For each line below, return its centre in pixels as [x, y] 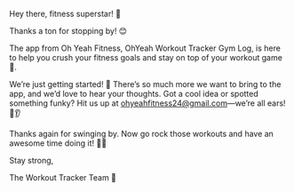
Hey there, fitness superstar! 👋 [65, 14]
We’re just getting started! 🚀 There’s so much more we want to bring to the [145, 84]
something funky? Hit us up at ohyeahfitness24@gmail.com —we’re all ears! [147, 103]
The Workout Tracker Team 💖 [63, 177]
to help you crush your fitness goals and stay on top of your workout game [146, 57]
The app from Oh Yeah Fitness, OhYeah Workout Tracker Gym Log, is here [145, 48]
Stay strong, [32, 160]
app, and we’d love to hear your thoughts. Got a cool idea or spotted [134, 94]
